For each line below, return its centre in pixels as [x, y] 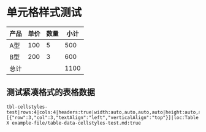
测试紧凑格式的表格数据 [51, 92]
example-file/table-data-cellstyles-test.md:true [76, 123]
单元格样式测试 [44, 13]
